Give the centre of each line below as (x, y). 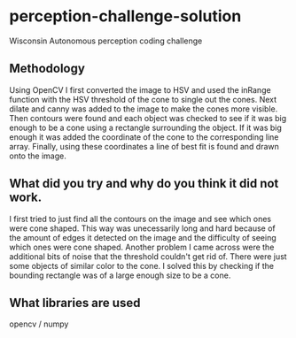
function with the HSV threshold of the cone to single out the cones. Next (143, 99)
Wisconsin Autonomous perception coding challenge (106, 41)
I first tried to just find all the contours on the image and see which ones (140, 219)
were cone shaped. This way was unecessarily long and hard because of (143, 228)
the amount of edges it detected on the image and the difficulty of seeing (143, 237)
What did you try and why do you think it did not (144, 184)
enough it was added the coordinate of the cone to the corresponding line (144, 137)
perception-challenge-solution (125, 16)
